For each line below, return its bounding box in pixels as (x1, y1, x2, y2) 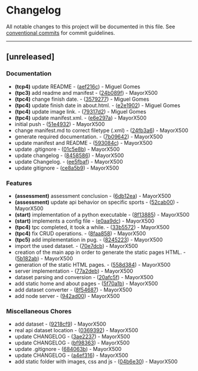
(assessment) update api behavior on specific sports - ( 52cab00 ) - (14, 198, 179, 206)
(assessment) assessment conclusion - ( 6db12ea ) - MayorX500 (14, 192, 171, 199)
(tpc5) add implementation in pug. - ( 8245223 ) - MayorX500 (14, 236, 163, 243)
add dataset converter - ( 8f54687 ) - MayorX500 (14, 286, 133, 293)
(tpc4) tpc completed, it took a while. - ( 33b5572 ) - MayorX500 (14, 223, 170, 230)
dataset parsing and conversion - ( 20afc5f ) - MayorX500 (14, 273, 154, 280)
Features (6, 179, 32, 187)
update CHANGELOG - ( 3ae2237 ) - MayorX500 (14, 333, 131, 340)
